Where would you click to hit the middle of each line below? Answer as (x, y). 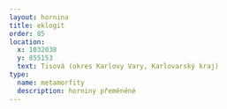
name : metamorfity (51, 83)
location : (27, 42)
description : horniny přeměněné (77, 91)
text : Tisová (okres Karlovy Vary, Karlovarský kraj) (118, 67)
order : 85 (27, 33)
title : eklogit (37, 25)
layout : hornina (39, 17)
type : (19, 75)
